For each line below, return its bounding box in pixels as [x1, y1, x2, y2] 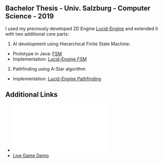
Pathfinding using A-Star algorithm [12, 66, 86, 72]
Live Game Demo [12, 152, 49, 158]
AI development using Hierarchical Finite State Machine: [12, 41, 131, 47]
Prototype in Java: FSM [12, 50, 62, 56]
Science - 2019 [5, 12, 55, 21]
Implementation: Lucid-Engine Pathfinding [12, 76, 101, 82]
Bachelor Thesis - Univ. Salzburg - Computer [5, 4, 151, 13]
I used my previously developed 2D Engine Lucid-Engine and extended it [5, 25, 158, 31]
